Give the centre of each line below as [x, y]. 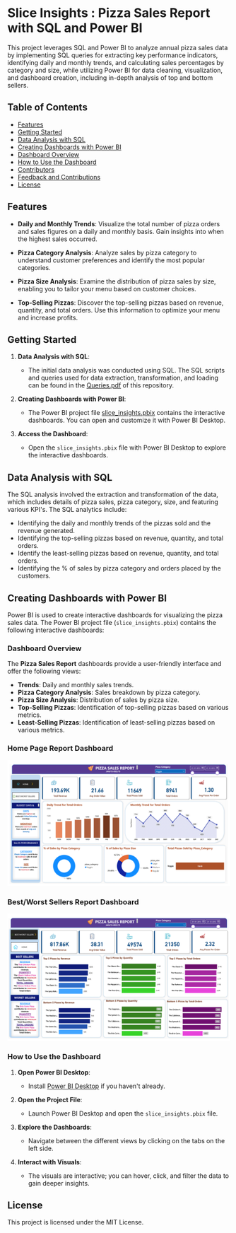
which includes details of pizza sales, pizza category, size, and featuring [113, 502]
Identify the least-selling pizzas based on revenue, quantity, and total [118, 554]
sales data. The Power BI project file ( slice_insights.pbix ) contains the [112, 623]
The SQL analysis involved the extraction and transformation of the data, [113, 495]
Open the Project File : [50, 1099]
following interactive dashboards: [56, 630]
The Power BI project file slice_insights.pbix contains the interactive [126, 413]
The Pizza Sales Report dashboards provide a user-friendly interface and [114, 664]
